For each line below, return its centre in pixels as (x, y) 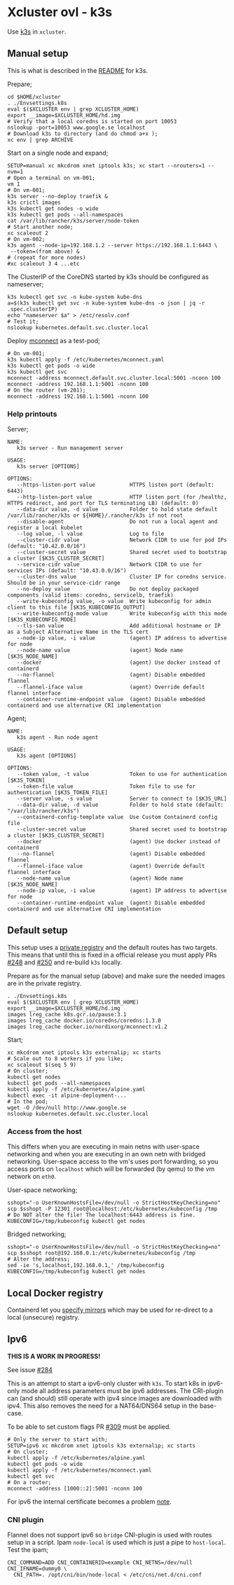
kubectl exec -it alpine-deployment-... (67, 1095)
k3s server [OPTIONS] (48, 466)
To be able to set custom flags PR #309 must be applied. (89, 1427)
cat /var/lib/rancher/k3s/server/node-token (73, 221)
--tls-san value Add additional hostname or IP (118, 626)
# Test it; (23, 321)
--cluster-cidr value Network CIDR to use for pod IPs (122, 540)
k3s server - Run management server (70, 448)
